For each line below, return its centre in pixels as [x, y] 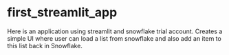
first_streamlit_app [62, 13]
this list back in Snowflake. [45, 45]
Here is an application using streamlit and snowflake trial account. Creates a [115, 31]
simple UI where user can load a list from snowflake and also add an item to [114, 38]
